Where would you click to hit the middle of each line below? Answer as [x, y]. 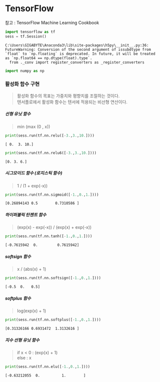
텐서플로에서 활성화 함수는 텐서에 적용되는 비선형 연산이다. [72, 102]
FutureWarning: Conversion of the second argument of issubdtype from [78, 49]
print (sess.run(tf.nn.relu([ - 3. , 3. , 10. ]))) [50, 135]
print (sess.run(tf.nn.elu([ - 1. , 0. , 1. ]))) [48, 366]
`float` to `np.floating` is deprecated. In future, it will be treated [80, 54]
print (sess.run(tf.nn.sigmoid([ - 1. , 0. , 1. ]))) [52, 195]
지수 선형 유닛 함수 [22, 340]
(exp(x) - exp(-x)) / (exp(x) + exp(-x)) [54, 227]
